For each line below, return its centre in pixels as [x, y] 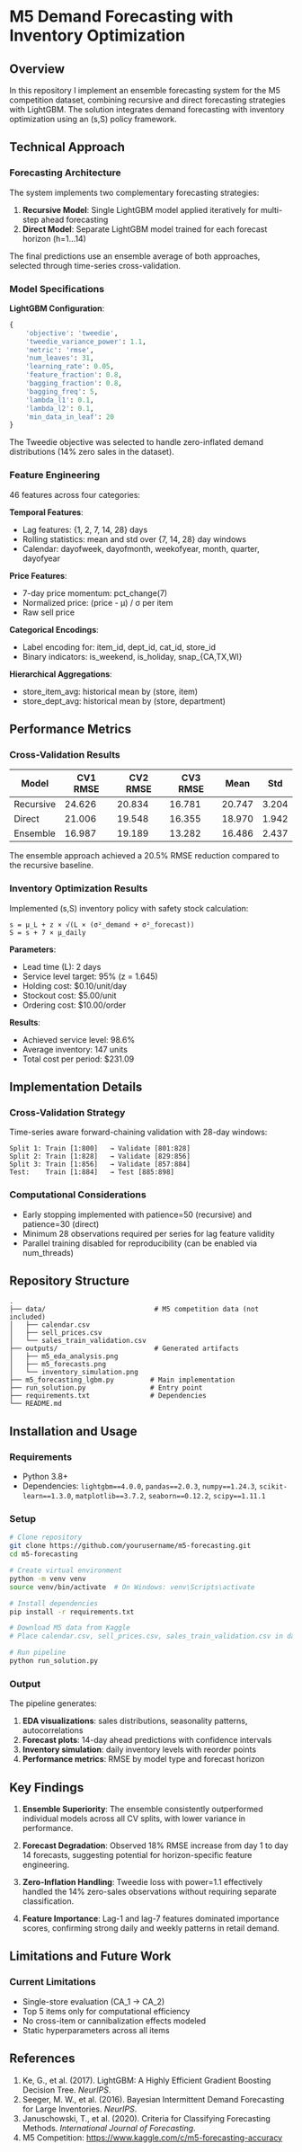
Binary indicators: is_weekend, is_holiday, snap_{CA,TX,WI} [132, 656]
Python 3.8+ [45, 1477]
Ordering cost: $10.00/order [74, 1005]
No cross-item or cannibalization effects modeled [114, 2021]
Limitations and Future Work [90, 1956]
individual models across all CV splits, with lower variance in [133, 1819]
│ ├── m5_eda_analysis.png [64, 1356]
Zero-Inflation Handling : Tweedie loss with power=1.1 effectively [142, 1882]
